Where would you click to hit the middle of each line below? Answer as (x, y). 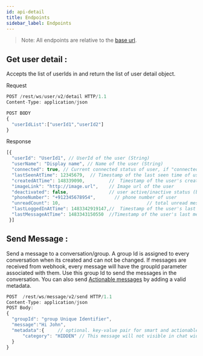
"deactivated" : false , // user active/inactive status (101, 192)
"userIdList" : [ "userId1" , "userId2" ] (58, 125)
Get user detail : (37, 59)
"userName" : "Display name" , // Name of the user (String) (88, 164)
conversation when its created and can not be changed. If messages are (96, 260)
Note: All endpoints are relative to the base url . (79, 40)
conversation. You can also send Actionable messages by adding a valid (96, 279)
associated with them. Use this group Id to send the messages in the (92, 273)
